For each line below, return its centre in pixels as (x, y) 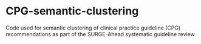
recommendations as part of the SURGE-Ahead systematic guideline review (101, 34)
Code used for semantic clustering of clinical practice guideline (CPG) (93, 28)
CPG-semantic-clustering (72, 11)
